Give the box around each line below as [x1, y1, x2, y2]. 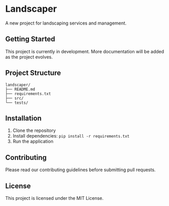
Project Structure [5, 68, 61, 77]
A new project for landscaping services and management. [5, 20, 127, 26]
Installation [5, 113, 42, 123]
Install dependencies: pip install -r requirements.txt [12, 133, 130, 139]
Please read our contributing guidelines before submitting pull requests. [5, 167, 156, 173]
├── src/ [5, 96, 24, 101]
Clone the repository [12, 127, 56, 133]
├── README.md [5, 86, 36, 92]
